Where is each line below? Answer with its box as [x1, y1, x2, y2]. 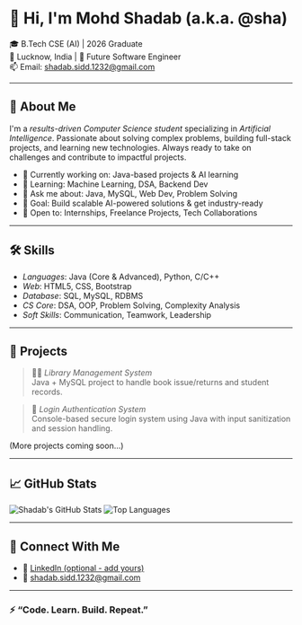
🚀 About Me [9, 99, 76, 115]
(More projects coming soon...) [9, 440, 124, 452]
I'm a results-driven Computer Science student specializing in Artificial [9, 123, 271, 134]
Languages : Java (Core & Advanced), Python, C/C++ [22, 271, 220, 282]
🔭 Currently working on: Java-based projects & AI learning [22, 169, 239, 180]
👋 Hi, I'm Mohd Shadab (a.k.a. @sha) [9, 8, 288, 29]
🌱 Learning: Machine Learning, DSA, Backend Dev [22, 179, 209, 189]
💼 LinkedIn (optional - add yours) [22, 563, 145, 573]
